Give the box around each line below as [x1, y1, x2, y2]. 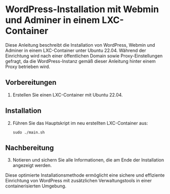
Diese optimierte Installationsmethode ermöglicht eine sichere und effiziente [5, 172, 165, 178]
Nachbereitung [5, 143, 54, 152]
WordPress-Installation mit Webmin [5, 4, 159, 15]
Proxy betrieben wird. [5, 63, 51, 70]
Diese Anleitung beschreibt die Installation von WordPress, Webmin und [5, 42, 155, 48]
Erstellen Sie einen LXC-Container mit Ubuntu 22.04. [12, 91, 123, 98]
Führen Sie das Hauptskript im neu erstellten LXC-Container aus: [12, 120, 148, 126]
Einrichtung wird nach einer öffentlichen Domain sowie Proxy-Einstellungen [5, 52, 163, 59]
